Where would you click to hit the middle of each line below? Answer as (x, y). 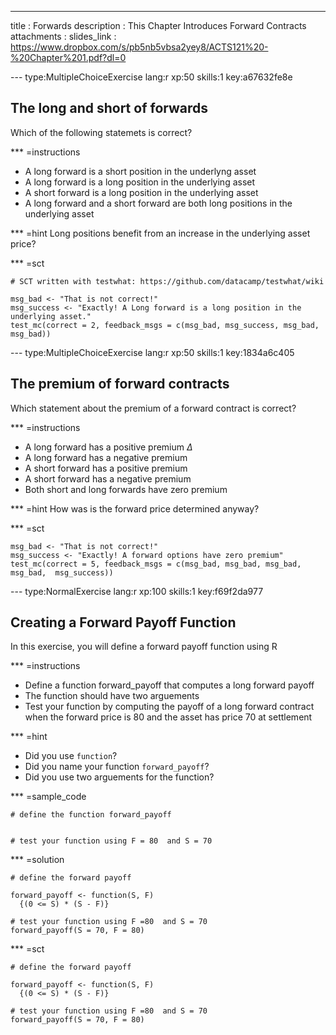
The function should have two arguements (112, 696)
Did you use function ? (71, 756)
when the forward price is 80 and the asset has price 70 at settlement (168, 717)
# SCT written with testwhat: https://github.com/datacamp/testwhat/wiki (167, 281)
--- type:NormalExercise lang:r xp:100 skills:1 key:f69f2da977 (137, 591)
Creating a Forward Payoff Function (123, 622)
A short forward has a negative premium (108, 478)
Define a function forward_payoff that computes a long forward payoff (169, 685)
